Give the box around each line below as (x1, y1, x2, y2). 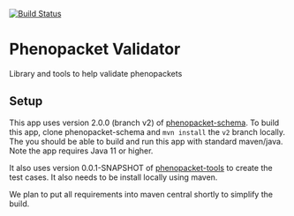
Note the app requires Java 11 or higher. (9, 145, 154, 156)
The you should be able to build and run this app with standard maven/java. (9, 136, 283, 146)
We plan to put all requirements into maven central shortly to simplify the (9, 189, 274, 199)
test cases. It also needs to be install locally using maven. (9, 172, 218, 182)
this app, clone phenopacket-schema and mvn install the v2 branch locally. (9, 126, 285, 137)
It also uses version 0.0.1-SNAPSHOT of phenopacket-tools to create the (9, 162, 273, 173)
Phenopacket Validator (9, 40, 181, 59)
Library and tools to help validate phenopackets (9, 68, 183, 78)
